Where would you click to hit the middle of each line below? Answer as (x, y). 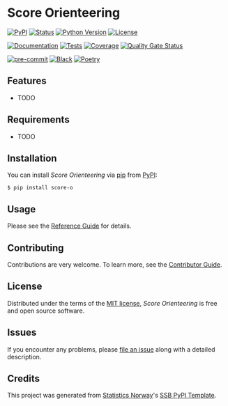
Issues (22, 333)
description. (24, 357)
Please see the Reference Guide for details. (69, 226)
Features (27, 81)
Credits (24, 378)
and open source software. (46, 311)
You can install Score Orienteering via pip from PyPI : (83, 175)
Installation (32, 158)
